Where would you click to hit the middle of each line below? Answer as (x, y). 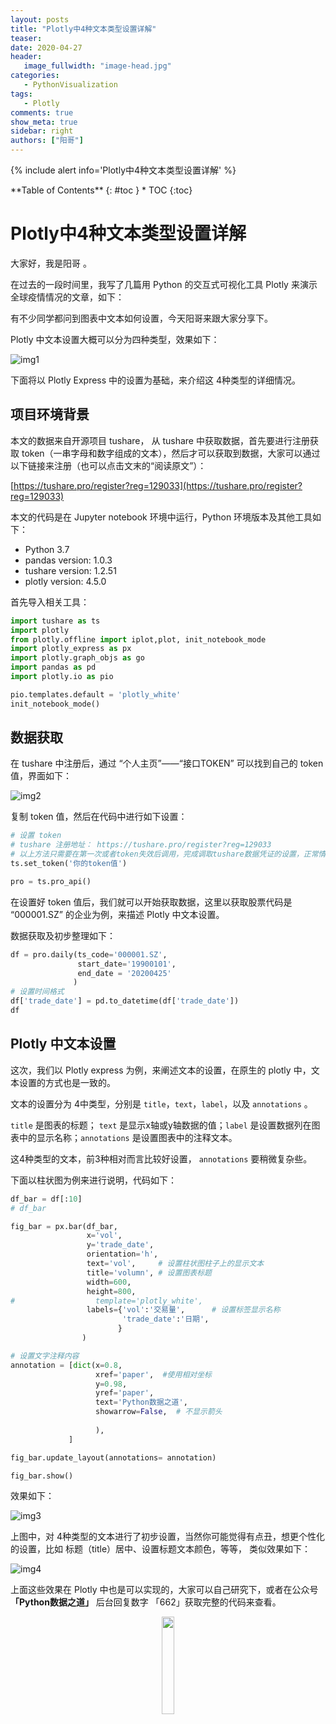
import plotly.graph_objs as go (77, 658)
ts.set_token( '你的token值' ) (69, 864)
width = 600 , (109, 1282)
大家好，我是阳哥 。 (51, 263)
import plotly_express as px (71, 649)
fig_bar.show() (42, 1476)
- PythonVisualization (70, 85)
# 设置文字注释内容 (45, 1356)
